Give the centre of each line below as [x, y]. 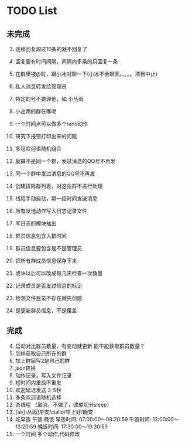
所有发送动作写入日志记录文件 [51, 211]
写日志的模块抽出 [36, 223]
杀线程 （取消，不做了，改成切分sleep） [64, 404]
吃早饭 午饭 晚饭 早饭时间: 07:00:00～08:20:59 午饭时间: [83, 419]
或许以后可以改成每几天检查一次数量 [59, 273]
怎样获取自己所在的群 [41, 353]
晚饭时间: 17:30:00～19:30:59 [73, 427]
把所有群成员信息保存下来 [46, 261]
